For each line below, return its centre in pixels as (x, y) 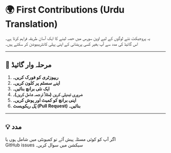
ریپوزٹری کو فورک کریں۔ (35, 77)
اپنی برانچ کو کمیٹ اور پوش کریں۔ (44, 100)
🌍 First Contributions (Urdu (65, 10)
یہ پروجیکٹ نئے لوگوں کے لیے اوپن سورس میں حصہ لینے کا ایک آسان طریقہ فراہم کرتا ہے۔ (78, 38)
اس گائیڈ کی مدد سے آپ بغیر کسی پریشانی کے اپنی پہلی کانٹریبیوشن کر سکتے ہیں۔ (72, 44)
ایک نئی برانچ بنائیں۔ (31, 88)
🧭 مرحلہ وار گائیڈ (28, 65)
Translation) (32, 24)
